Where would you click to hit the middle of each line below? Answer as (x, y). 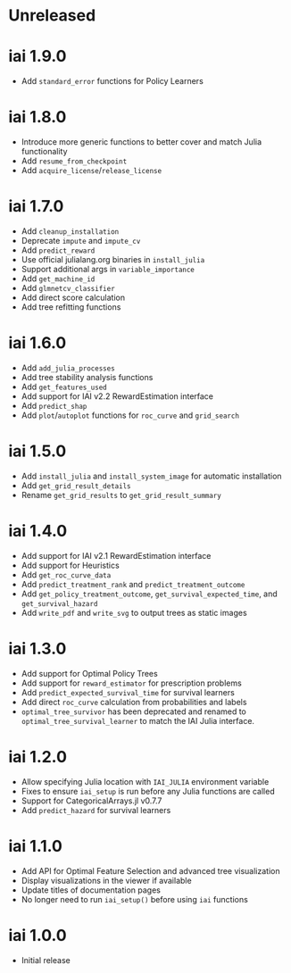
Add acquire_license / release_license (91, 170)
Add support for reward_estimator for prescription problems (131, 683)
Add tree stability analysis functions (87, 377)
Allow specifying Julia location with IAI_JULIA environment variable (145, 781)
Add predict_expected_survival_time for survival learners (128, 692)
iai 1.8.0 (37, 117)
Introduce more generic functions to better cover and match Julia (141, 142)
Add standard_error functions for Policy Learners (112, 81)
